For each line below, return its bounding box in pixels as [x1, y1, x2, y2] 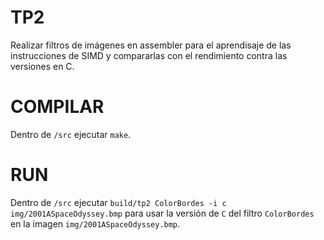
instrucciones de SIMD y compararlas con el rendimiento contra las [10, 49, 288, 61]
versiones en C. [10, 60, 75, 72]
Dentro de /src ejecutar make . [10, 128, 132, 140]
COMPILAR [10, 96, 105, 118]
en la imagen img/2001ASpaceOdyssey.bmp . [10, 217, 181, 230]
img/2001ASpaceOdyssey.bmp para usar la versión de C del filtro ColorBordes [10, 207, 315, 219]
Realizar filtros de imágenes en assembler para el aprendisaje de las [10, 39, 292, 51]
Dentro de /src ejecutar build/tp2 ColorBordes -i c [10, 196, 227, 208]
